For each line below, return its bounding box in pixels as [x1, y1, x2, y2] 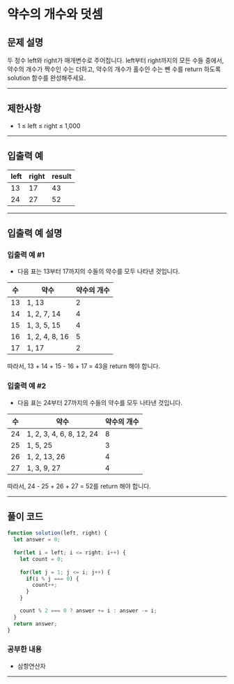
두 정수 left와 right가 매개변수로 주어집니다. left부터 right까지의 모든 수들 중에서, [7, 57, 224, 64]
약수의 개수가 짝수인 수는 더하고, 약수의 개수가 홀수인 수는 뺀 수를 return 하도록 [7, 65, 221, 73]
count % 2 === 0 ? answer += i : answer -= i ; [19, 607, 157, 615]
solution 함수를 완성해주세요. [7, 74, 86, 82]
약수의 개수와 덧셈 [7, 6, 103, 22]
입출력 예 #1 [7, 249, 45, 259]
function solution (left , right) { [7, 530, 108, 537]
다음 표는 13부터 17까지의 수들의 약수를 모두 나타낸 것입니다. [17, 267, 180, 276]
